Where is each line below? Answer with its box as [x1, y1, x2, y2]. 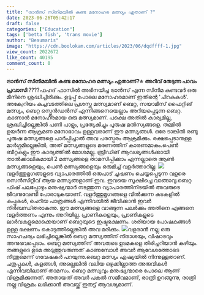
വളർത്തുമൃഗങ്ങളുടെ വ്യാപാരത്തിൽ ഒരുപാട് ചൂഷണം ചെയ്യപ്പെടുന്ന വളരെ [6, 170, 186, 177]
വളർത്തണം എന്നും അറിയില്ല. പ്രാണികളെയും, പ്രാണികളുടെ [6, 211, 154, 218]
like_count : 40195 [6, 54, 53, 61]
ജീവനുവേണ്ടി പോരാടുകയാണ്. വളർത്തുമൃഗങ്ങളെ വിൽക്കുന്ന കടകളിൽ [6, 190, 179, 198]
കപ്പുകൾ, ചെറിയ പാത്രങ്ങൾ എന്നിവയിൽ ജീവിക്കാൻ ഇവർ [6, 197, 152, 204]
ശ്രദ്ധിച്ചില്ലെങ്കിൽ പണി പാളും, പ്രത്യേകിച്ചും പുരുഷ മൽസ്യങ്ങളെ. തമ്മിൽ [6, 121, 181, 128]
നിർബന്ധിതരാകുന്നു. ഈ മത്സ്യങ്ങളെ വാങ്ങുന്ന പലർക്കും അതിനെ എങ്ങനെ [6, 204, 194, 211]
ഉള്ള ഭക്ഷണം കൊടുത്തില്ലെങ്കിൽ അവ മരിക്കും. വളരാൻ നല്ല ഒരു [6, 225, 170, 233]
